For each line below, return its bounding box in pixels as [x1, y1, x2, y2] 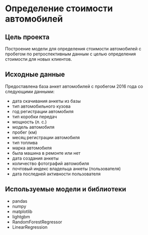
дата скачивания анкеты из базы [12, 98, 81, 104]
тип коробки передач [12, 114, 57, 119]
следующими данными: [5, 89, 55, 94]
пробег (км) [12, 129, 38, 135]
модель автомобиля [12, 124, 55, 130]
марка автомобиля [12, 145, 52, 151]
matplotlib [12, 209, 33, 214]
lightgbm [12, 213, 30, 219]
